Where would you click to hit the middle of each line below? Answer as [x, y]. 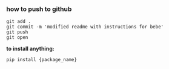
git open [17, 38]
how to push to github [39, 9]
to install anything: [30, 49]
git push [17, 32]
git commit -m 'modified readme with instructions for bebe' [85, 27]
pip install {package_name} [42, 60]
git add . [19, 22]
